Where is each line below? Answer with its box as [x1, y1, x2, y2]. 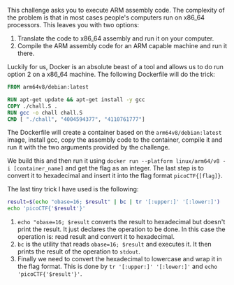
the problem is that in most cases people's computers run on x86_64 [7, 13, 205, 22]
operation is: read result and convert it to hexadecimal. [17, 233, 175, 241]
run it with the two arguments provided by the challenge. [7, 143, 170, 152]
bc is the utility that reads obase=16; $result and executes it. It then [17, 240, 212, 249]
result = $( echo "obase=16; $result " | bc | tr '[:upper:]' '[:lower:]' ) [7, 198, 221, 205]
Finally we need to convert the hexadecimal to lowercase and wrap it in [17, 255, 222, 263]
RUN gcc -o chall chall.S [7, 109, 82, 116]
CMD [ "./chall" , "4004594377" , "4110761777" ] [7, 115, 145, 123]
